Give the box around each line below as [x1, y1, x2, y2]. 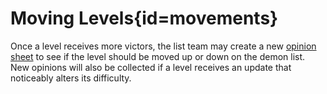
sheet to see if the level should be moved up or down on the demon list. [10, 50, 306, 62]
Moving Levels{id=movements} [10, 7, 279, 30]
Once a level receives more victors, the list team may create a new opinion [10, 40, 317, 52]
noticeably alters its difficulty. [10, 72, 132, 84]
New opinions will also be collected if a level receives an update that [10, 61, 292, 73]
